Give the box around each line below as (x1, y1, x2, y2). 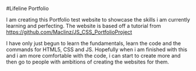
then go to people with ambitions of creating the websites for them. (6, 58, 170, 65)
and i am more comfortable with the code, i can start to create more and (6, 52, 181, 59)
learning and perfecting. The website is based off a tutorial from (6, 23, 161, 29)
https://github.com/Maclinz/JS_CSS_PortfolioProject (6, 29, 132, 35)
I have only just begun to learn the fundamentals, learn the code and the (6, 40, 181, 47)
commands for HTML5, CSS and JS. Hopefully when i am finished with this (6, 46, 187, 53)
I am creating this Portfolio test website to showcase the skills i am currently (6, 16, 190, 23)
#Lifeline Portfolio (6, 5, 49, 12)
